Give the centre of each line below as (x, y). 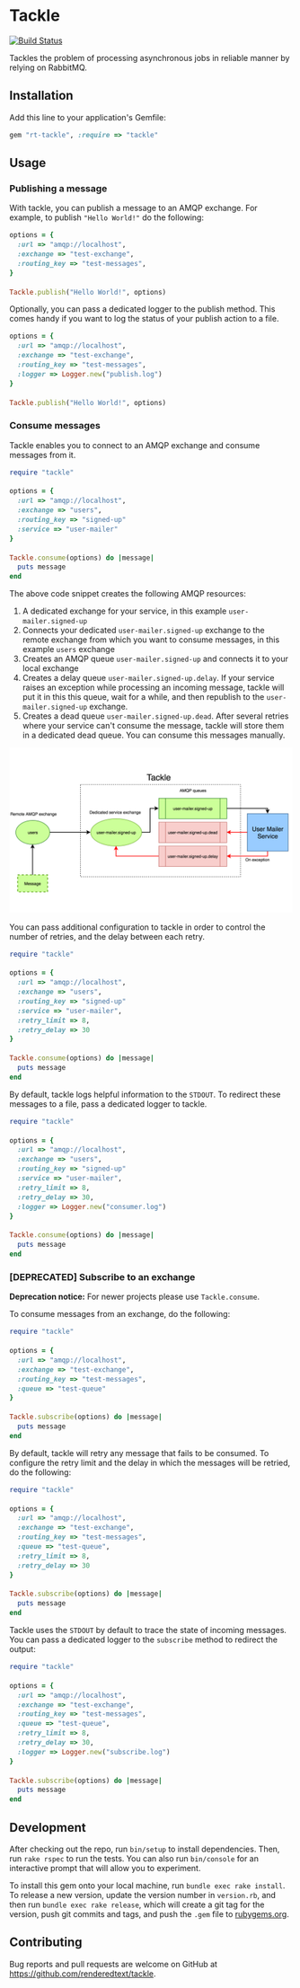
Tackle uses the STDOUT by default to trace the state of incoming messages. (148, 1630)
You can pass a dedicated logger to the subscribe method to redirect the (144, 1639)
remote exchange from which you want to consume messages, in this (151, 640)
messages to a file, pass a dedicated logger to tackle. (108, 1104)
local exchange (50, 668)
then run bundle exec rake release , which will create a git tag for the (137, 1904)
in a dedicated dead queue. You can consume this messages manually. (154, 735)
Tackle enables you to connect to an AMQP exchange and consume (135, 445)
